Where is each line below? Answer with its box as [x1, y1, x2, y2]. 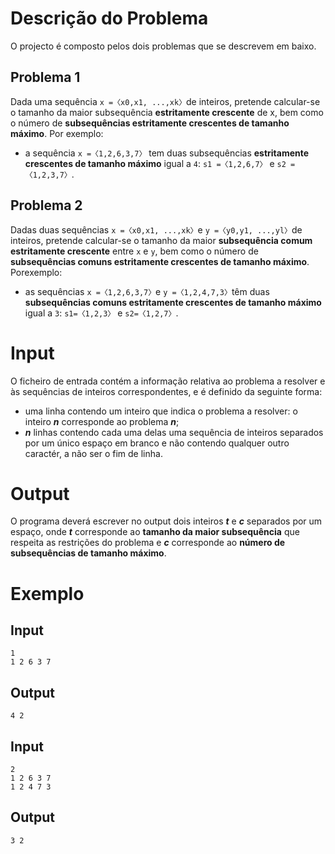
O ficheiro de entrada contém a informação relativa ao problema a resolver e [10, 375, 326, 387]
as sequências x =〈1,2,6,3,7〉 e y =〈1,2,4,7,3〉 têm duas [24, 285, 270, 297]
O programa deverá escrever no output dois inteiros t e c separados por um [10, 515, 323, 527]
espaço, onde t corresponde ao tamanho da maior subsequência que [10, 526, 300, 538]
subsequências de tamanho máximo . [10, 547, 167, 559]
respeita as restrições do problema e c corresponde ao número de [10, 537, 286, 549]
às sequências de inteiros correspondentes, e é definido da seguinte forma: [10, 385, 323, 397]
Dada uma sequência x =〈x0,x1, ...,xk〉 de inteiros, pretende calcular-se [10, 95, 321, 107]
